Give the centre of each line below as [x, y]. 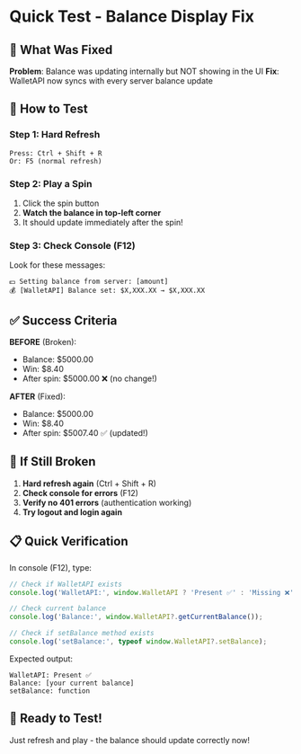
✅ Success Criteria [63, 320]
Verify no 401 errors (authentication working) [107, 502]
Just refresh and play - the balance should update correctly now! [129, 740]
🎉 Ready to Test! [56, 719]
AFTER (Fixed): [37, 396]
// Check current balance [58, 608]
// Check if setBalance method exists [82, 634]
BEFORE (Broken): [43, 342]
